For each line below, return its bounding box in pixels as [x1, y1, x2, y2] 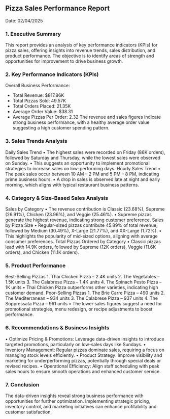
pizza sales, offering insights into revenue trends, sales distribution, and [5, 47, 156, 54]
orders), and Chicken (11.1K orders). [5, 249, 80, 255]
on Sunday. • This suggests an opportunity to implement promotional [5, 160, 150, 166]
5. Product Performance [5, 262, 66, 269]
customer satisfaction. [5, 409, 52, 415]
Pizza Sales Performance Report [5, 4, 110, 13]
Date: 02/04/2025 [5, 17, 43, 23]
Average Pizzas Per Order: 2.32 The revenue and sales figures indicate [12, 114, 161, 120]
